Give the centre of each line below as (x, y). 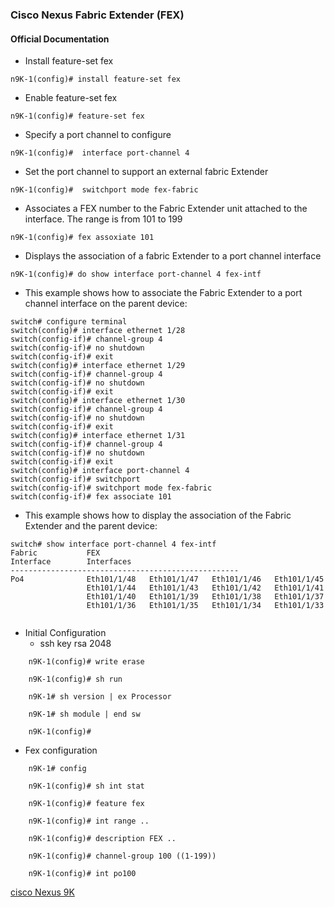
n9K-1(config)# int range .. (89, 821)
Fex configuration (61, 750)
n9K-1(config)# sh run (75, 679)
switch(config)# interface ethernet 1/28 (98, 331)
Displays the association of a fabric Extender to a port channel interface (173, 256)
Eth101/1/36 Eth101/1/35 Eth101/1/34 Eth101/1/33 (205, 606)
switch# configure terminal (69, 322)
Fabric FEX (55, 553)
